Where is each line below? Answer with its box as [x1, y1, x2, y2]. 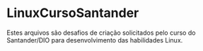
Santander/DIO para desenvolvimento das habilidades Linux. [6, 35, 183, 44]
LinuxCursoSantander [6, 5, 139, 21]
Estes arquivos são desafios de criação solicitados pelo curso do [6, 28, 196, 37]
